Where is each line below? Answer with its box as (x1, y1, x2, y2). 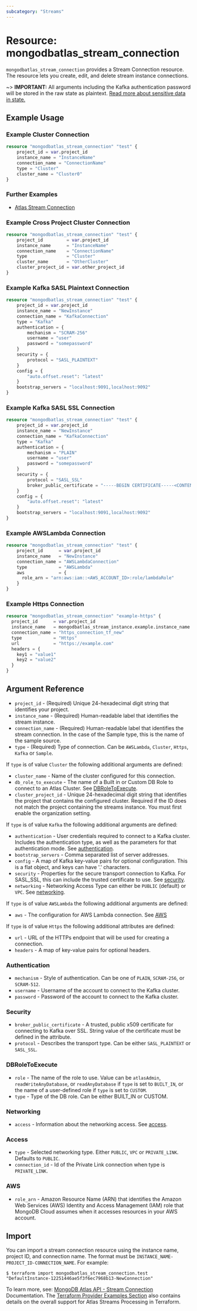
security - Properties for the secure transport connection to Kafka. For (14, 870, 186, 877)
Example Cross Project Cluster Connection (6, 218, 130, 227)
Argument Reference (6, 684, 84, 694)
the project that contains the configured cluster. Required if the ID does (14, 797, 186, 804)
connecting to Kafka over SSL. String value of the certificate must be (14, 1028, 181, 1035)
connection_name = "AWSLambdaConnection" (16, 559, 119, 565)
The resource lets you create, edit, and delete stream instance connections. (6, 72, 189, 79)
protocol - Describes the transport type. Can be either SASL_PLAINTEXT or (14, 1040, 191, 1047)
